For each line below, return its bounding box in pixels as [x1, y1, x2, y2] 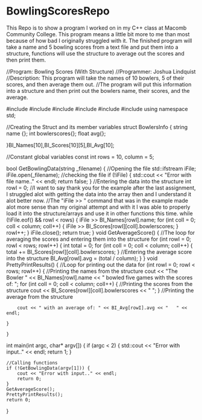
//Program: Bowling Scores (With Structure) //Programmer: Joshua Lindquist [6, 68, 196, 75]
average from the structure [6, 293, 74, 300]
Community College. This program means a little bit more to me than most [6, 30, 190, 37]
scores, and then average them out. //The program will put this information [6, 80, 192, 88]
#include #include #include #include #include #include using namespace [6, 105, 188, 112]
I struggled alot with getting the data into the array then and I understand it [6, 190, 192, 197]
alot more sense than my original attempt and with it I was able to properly [6, 203, 191, 211]
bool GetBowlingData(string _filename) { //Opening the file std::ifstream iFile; [6, 165, 197, 172]
